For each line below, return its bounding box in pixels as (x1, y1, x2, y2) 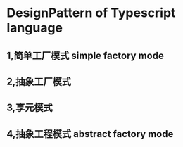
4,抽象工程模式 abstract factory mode (6, 128, 174, 140)
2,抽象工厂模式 (6, 75, 72, 87)
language (6, 20, 63, 36)
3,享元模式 (6, 102, 53, 114)
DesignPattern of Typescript (6, 5, 176, 21)
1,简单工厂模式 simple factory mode (6, 49, 165, 61)
